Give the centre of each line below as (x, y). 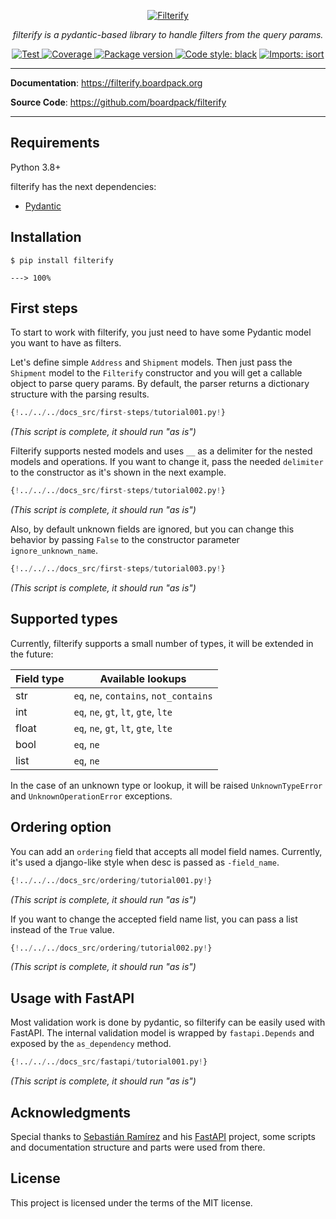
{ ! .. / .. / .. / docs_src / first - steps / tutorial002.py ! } (118, 491)
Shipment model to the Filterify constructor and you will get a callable (156, 373)
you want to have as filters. (66, 343)
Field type (40, 678)
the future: (32, 654)
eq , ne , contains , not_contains (143, 695)
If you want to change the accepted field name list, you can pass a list (154, 919)
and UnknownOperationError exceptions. (91, 796)
